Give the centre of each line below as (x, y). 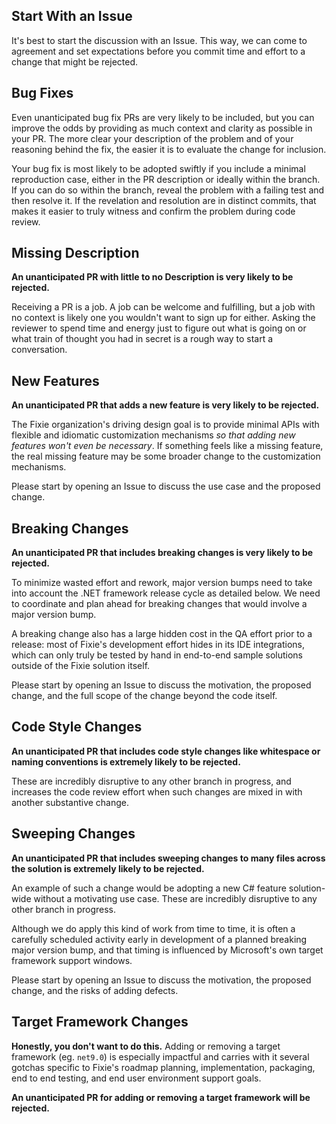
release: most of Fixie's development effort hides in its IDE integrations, (158, 645)
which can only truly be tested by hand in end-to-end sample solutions (157, 655)
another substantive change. (70, 802)
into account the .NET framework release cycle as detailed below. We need (166, 593)
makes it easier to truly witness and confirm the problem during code (153, 211)
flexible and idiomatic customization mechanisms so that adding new (153, 435)
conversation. (39, 350)
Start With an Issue (72, 16)
